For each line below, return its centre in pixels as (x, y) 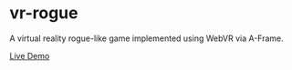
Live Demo (30, 55)
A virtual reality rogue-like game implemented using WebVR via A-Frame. (147, 38)
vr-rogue (44, 13)
